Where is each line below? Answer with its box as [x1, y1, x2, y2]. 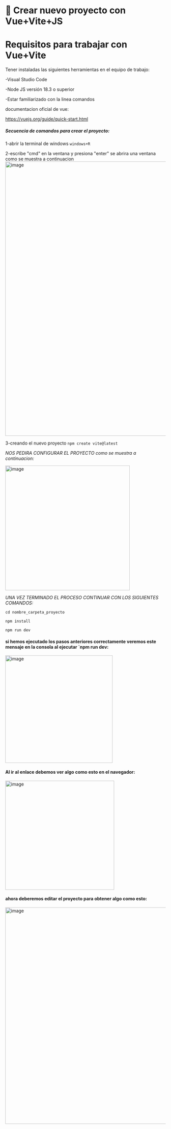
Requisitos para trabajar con [5, 39, 127, 51]
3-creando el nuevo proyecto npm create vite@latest [5, 440, 118, 446]
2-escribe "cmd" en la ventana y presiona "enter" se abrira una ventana [5, 151, 156, 157]
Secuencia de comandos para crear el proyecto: [5, 128, 110, 134]
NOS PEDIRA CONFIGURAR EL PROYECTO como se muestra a [5, 450, 136, 456]
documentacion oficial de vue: [5, 106, 69, 112]
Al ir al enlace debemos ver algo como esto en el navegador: [5, 769, 135, 775]
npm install [5, 619, 31, 624]
